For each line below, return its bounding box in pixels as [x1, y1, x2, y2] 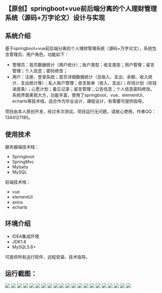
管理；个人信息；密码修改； [12, 68, 68, 74]
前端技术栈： [5, 179, 31, 185]
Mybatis [12, 164, 29, 170]
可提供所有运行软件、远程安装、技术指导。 [5, 254, 90, 260]
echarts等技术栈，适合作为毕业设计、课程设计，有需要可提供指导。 [12, 98, 146, 104]
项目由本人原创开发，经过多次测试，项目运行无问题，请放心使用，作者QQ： [5, 109, 156, 114]
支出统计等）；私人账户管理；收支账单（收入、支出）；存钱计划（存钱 [20, 80, 157, 86]
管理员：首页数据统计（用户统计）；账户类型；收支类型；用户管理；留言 [12, 62, 155, 68]
